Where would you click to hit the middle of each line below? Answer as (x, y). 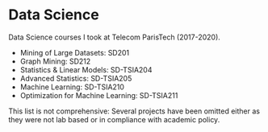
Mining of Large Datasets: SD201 (75, 52)
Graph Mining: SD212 (55, 61)
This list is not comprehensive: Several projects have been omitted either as (134, 111)
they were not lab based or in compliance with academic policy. (114, 119)
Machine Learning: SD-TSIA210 (72, 87)
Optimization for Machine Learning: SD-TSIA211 (99, 95)
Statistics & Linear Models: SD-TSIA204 (86, 69)
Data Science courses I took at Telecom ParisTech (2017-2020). (114, 37)
